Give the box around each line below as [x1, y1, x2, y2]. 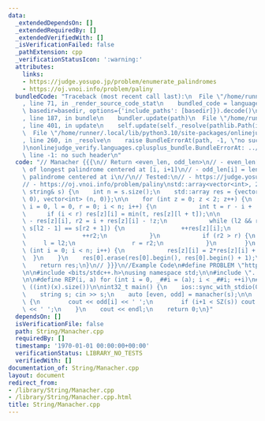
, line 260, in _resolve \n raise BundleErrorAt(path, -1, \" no [22, 136, 245, 145]
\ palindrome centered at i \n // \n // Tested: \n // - [22, 173, 192, 182]
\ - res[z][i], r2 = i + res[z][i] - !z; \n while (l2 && [22, 217, 252, 225]
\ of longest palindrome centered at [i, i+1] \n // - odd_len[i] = [22, 166, 245, 174]
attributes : [15, 63, 55, 71]
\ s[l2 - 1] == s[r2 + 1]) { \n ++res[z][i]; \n [22, 224, 231, 233]
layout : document [8, 371, 65, 379]
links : [22, 70, 44, 78]
